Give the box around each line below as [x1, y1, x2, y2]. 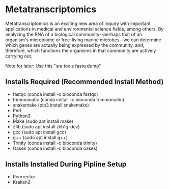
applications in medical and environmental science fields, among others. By [5, 25, 164, 32]
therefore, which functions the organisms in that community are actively [5, 47, 156, 53]
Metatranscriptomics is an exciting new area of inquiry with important [5, 20, 151, 26]
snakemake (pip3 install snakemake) [12, 102, 89, 108]
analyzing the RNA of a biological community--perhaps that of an [5, 31, 143, 37]
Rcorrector [12, 173, 36, 179]
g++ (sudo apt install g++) [12, 134, 68, 141]
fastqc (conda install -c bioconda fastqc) [12, 91, 98, 97]
